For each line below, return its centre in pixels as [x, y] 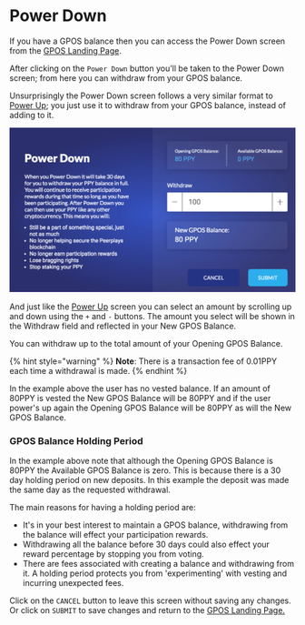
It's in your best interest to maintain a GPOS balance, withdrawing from [155, 525]
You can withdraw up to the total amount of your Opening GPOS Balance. [146, 343]
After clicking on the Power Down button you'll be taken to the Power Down [147, 68]
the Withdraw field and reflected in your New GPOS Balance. [123, 326]
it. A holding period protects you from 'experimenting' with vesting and [155, 573]
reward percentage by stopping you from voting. [113, 554]
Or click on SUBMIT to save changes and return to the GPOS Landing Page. [148, 610]
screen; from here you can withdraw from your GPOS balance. [126, 77]
